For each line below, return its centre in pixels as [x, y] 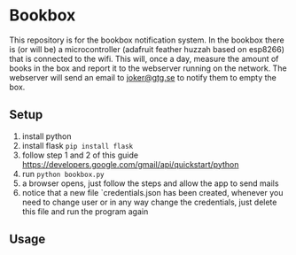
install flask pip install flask [78, 145]
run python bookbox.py [63, 174]
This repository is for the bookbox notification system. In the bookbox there [147, 40]
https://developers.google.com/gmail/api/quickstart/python [130, 164]
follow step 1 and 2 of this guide [80, 155]
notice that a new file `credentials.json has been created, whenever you [152, 192]
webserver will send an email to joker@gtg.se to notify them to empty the [143, 77]
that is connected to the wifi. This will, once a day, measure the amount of [144, 58]
